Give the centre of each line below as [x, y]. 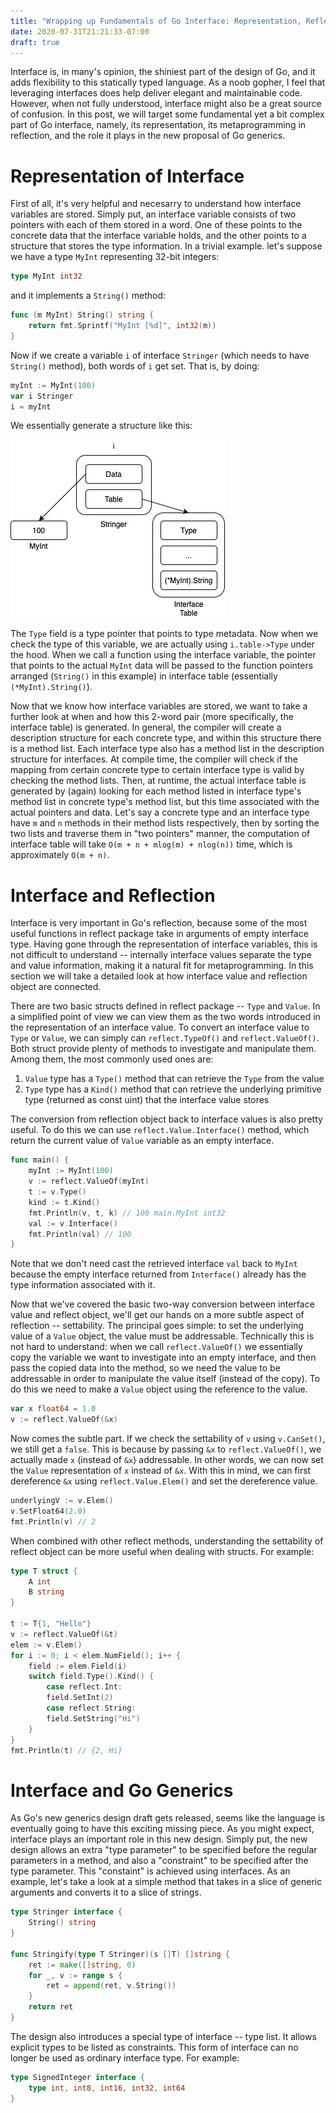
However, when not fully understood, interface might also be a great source [166, 104]
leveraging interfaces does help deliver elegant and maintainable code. [156, 93]
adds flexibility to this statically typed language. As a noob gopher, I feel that [168, 82]
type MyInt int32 [46, 276]
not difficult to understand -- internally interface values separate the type [161, 955]
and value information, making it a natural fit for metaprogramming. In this [162, 966]
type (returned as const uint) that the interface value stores [147, 1100]
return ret [51, 2007]
